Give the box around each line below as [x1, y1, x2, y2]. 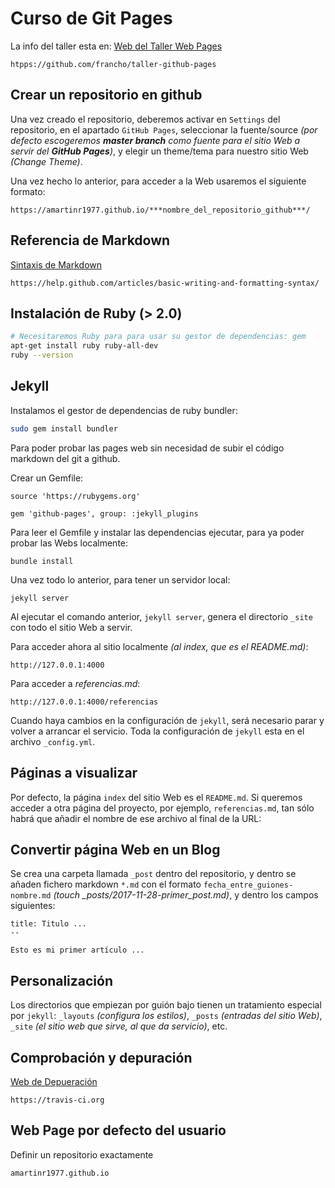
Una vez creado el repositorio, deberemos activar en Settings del [10, 113, 281, 125]
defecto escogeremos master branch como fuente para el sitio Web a [10, 134, 301, 146]
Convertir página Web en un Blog [10, 841, 221, 858]
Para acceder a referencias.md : [10, 677, 141, 689]
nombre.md [10, 891, 52, 901]
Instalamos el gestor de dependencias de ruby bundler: [10, 404, 238, 416]
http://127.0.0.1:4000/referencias [10, 697, 159, 707]
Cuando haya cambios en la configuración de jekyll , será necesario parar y [10, 714, 325, 726]
